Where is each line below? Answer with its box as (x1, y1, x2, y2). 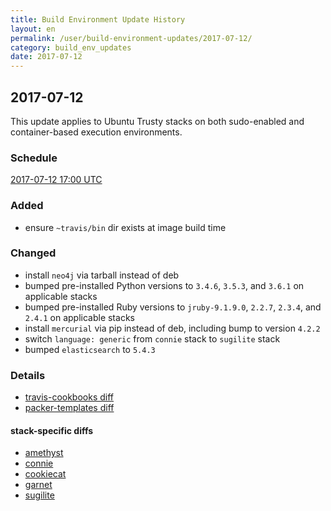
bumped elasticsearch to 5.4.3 (24, 343, 156, 355)
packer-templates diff (24, 402, 115, 414)
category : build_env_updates (10, 42, 132, 53)
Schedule (10, 151, 58, 165)
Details (10, 368, 46, 382)
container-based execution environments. (10, 126, 183, 138)
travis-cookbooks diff (24, 391, 115, 403)
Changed (10, 246, 57, 260)
